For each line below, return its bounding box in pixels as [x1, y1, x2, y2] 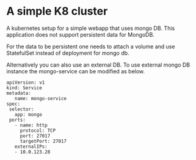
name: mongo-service [14, 95, 67, 101]
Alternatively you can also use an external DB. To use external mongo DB [6, 61, 191, 68]
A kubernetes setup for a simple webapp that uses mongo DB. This [6, 24, 175, 32]
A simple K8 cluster [6, 4, 108, 18]
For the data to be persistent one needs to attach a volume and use [6, 43, 175, 50]
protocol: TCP [20, 127, 56, 134]
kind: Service [6, 84, 43, 91]
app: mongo [14, 111, 43, 117]
